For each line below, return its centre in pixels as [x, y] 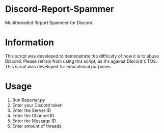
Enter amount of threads [37, 126]
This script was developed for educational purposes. [58, 66]
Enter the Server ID [31, 110]
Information [29, 42]
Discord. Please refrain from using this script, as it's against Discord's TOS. [81, 61]
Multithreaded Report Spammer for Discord [49, 23]
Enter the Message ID [34, 121]
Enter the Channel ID [33, 115]
